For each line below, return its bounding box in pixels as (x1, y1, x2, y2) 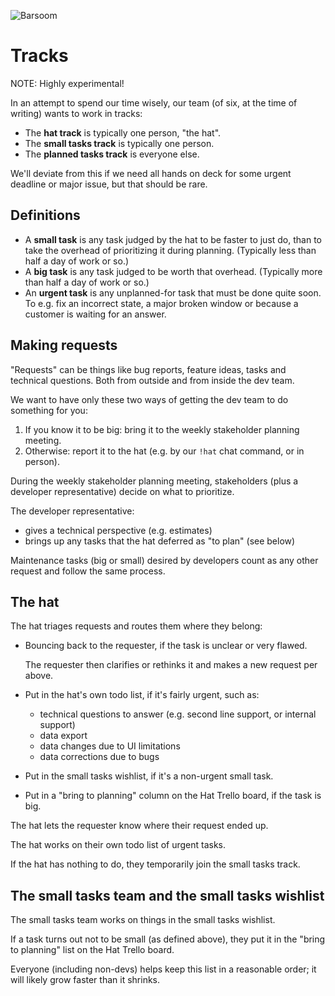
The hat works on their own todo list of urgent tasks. (10, 839, 227, 851)
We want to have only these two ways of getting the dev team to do (10, 393, 289, 405)
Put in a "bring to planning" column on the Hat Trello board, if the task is (24, 790, 322, 802)
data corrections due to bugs (39, 751, 160, 763)
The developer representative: (10, 505, 135, 517)
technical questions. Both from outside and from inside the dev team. (10, 374, 295, 386)
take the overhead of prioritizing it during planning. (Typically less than (24, 244, 317, 256)
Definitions (10, 207, 81, 224)
